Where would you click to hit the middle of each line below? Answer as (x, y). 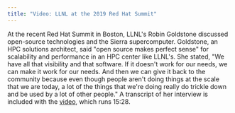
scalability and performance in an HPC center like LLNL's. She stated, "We (116, 56)
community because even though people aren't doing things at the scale (114, 79)
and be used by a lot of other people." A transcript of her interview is (108, 94)
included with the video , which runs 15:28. (69, 101)
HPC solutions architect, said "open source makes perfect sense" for (108, 49)
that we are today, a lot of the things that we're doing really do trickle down (117, 86)
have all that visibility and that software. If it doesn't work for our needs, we (117, 64)
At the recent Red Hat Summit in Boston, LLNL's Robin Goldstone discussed (118, 34)
